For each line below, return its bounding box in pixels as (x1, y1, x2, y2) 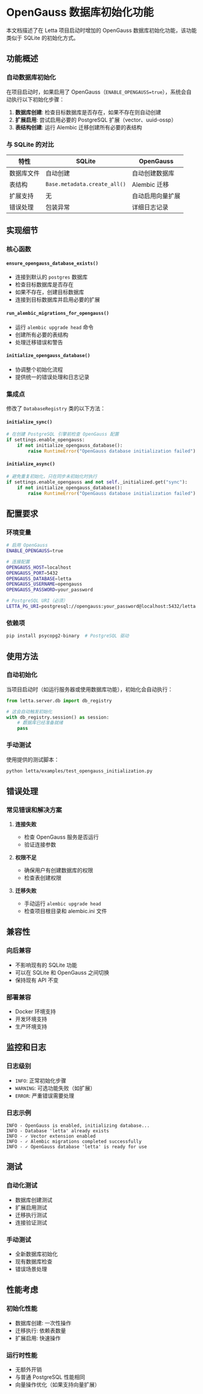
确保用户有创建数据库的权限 (24, 866, 94, 874)
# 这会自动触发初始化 (6, 708, 53, 715)
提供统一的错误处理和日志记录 (14, 373, 89, 381)
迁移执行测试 (14, 1211, 47, 1218)
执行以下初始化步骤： (11, 95, 65, 103)
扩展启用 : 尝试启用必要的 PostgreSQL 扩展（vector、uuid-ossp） (14, 116, 177, 123)
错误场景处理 (14, 1265, 47, 1273)
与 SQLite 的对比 (6, 140, 54, 149)
